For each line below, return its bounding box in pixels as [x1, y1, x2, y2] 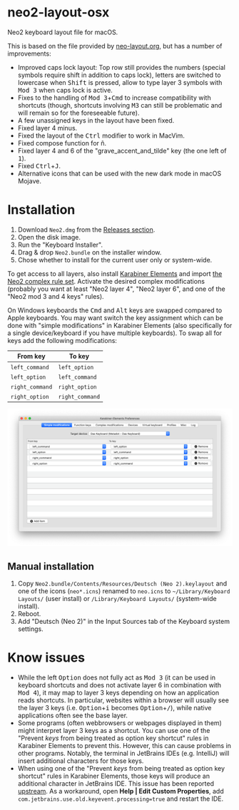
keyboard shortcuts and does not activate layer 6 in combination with [17, 681, 222, 689]
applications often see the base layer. [17, 711, 128, 720]
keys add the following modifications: [7, 336, 118, 344]
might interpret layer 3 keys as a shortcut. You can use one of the [17, 727, 210, 735]
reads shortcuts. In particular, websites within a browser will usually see [17, 696, 230, 704]
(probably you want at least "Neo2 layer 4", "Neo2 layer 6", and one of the [7, 284, 226, 293]
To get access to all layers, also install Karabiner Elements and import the [7, 269, 223, 278]
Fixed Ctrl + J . [17, 161, 61, 170]
